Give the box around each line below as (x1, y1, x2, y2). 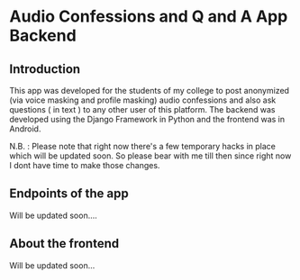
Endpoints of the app (9, 186, 129, 202)
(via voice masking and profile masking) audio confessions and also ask (9, 95, 277, 105)
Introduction (9, 61, 81, 77)
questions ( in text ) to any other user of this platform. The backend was (9, 104, 276, 114)
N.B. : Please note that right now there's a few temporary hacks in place (9, 141, 277, 151)
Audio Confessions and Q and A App (9, 6, 288, 27)
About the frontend (9, 236, 120, 251)
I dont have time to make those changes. (9, 160, 160, 170)
